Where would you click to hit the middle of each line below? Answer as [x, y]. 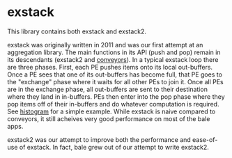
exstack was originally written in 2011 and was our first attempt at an [105, 45]
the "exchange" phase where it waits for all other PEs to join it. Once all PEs [116, 81]
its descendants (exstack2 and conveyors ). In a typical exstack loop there [113, 59]
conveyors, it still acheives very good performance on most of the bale [109, 118]
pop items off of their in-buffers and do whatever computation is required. [113, 104]
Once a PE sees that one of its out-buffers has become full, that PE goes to [115, 74]
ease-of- [205, 139]
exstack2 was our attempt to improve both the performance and [99, 139]
